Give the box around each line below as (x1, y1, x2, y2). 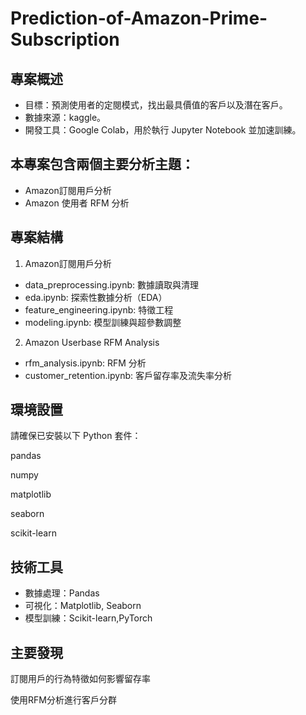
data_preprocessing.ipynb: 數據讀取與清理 (24, 278, 199, 291)
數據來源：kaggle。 (24, 112, 107, 123)
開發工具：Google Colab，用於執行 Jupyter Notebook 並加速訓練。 (24, 124, 302, 136)
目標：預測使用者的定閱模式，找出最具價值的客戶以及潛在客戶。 (24, 99, 288, 111)
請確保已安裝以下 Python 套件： (10, 430, 142, 442)
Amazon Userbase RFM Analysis (24, 336, 160, 348)
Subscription (10, 28, 120, 51)
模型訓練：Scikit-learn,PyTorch (24, 612, 153, 624)
